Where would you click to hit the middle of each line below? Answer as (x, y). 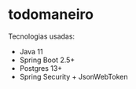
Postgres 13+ (41, 68)
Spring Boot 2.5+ (47, 60)
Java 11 (31, 51)
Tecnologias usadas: (42, 36)
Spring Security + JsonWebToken (74, 76)
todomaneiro (51, 15)
